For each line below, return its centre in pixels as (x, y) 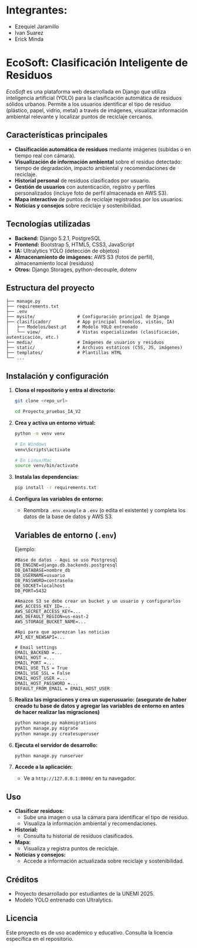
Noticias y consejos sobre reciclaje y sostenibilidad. (78, 205)
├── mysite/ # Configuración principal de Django (88, 317)
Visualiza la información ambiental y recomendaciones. (90, 823)
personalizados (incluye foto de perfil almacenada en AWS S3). (91, 193)
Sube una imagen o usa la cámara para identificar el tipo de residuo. (106, 817)
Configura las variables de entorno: (59, 499)
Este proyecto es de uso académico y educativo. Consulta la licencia (89, 932)
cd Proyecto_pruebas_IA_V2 (48, 412)
